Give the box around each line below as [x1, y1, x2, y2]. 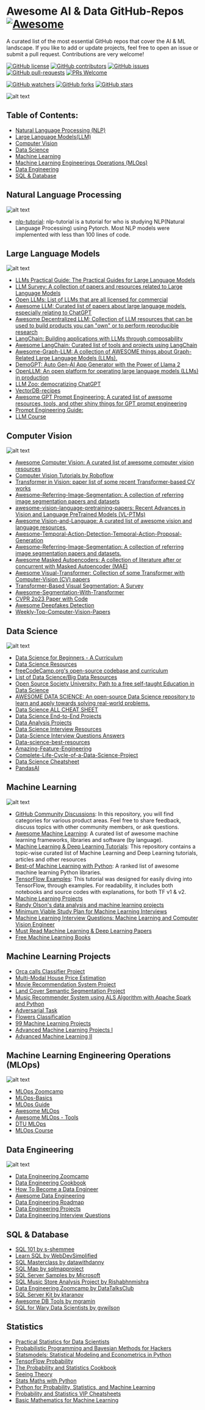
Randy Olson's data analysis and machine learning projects [15, 901, 164, 909]
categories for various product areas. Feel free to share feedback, [15, 816, 181, 824]
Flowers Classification [15, 1013, 71, 1021]
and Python [15, 1000, 45, 1007]
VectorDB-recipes [15, 387, 61, 394]
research [15, 328, 38, 336]
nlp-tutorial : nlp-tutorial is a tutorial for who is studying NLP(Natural [15, 218, 185, 225]
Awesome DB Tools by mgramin [15, 1297, 96, 1305]
